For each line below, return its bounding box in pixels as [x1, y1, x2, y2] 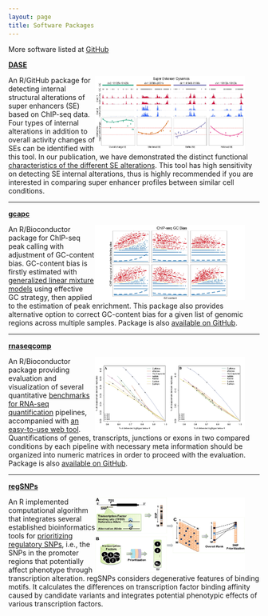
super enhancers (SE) [8, 101, 80, 110]
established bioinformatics [8, 522, 96, 532]
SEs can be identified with [8, 143, 94, 153]
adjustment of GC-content [8, 250, 95, 259]
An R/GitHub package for [8, 75, 91, 85]
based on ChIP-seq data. [8, 109, 90, 119]
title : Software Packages [8, 21, 94, 30]
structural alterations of [8, 92, 85, 102]
